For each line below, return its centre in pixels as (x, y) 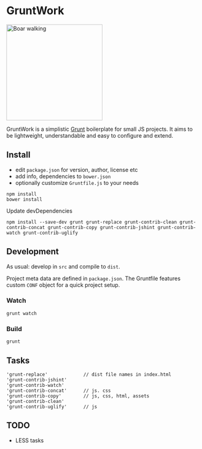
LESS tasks (29, 440)
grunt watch (21, 313)
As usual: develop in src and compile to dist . (63, 266)
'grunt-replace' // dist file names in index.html (89, 374)
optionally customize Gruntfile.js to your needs (77, 182)
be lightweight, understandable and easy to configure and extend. (90, 135)
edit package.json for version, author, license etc (76, 170)
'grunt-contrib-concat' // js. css (59, 391)
